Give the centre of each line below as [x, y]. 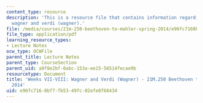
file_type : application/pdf [42, 35]
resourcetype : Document [36, 74]
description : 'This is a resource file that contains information [92, 18]
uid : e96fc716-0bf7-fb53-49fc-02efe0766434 [62, 91]
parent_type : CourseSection [42, 62]
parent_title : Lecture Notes [43, 57]
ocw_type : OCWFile [29, 51]
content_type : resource [36, 12]
